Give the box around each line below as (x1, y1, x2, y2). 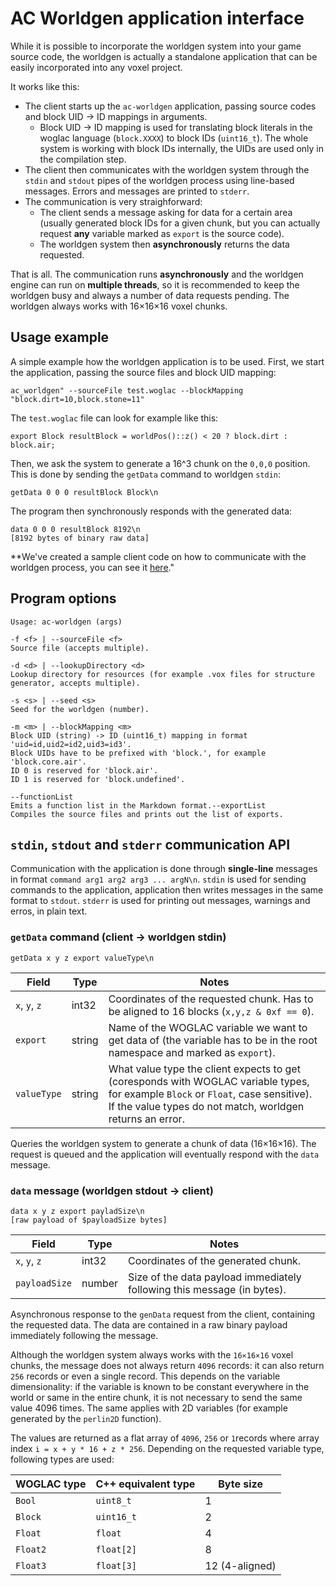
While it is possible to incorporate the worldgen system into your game (10, 40, 302, 52)
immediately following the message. (10, 1329, 159, 1341)
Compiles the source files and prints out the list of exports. (10, 809, 284, 819)
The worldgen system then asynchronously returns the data (39, 238, 290, 250)
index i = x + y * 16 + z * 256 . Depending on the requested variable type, (10, 1442, 325, 1454)
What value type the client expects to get (108, 1062, 301, 1076)
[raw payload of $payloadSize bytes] (10, 1215, 168, 1225)
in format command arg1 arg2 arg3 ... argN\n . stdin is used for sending (10, 873, 307, 886)
